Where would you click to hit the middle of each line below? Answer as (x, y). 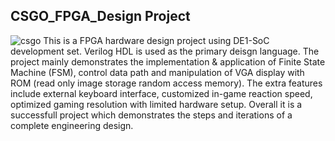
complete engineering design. (72, 125)
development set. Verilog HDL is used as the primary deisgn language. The (165, 51)
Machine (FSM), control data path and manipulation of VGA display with (157, 72)
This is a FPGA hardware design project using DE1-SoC (156, 40)
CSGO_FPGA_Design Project (100, 16)
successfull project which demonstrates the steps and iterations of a (151, 115)
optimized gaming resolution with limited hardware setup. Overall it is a (156, 104)
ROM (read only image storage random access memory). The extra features (166, 83)
